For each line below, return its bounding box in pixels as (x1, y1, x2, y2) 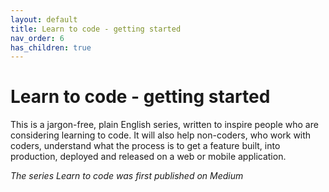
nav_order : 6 (10, 33, 65, 43)
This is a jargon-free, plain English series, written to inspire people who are (10, 119, 319, 131)
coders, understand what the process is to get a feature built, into (10, 140, 281, 152)
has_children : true (10, 42, 92, 53)
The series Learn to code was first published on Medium (10, 170, 244, 182)
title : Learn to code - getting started (10, 24, 182, 34)
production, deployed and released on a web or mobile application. (10, 151, 287, 163)
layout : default (10, 14, 78, 25)
